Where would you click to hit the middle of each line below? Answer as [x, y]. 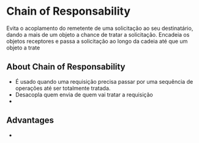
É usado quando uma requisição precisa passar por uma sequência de [104, 81]
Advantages [30, 120]
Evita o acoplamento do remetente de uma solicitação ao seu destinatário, [100, 28]
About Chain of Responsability [66, 67]
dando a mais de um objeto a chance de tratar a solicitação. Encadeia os [98, 34]
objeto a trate [23, 48]
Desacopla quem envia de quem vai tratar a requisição [84, 94]
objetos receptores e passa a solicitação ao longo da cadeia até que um [97, 41]
